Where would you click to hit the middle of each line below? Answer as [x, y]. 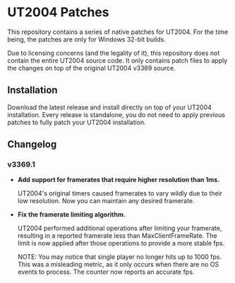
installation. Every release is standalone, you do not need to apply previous [116, 114]
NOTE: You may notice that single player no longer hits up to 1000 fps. [120, 257]
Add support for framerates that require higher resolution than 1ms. [119, 180]
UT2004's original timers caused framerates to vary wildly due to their [120, 193]
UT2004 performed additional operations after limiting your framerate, [120, 228]
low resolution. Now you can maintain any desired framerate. [106, 201]
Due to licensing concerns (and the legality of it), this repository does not [114, 53]
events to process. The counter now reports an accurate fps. [106, 272]
